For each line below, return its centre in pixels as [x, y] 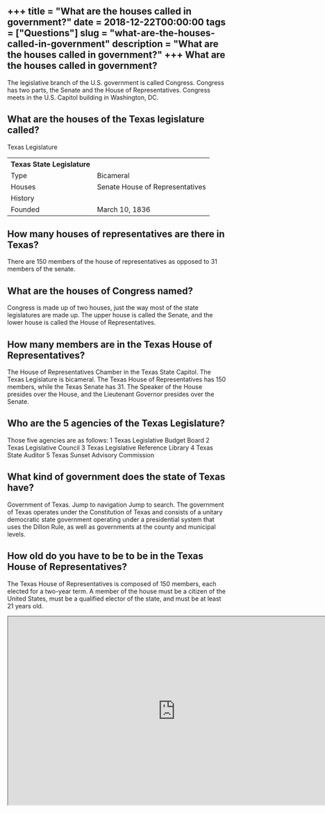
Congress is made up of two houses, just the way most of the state [103, 308]
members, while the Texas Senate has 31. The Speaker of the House [105, 387]
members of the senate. [41, 269]
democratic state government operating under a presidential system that [111, 519]
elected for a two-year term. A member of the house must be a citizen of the [116, 591]
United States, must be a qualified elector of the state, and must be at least [114, 599]
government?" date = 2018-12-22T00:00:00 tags [116, 23]
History [23, 198]
